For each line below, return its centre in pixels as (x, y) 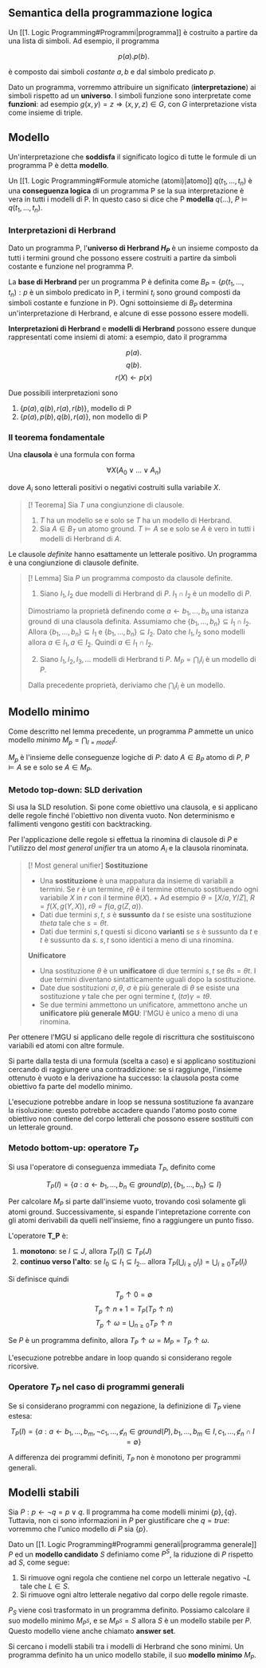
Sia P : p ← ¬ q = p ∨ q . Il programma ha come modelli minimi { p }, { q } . (123, 1512)
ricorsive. (24, 1366)
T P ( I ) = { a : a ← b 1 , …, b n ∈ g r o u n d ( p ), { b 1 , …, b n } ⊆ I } (134, 1185)
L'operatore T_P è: (38, 1236)
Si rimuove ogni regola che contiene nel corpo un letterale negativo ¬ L (135, 1578)
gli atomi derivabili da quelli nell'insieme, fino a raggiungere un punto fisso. (131, 1220)
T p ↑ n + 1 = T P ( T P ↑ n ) (134, 1310)
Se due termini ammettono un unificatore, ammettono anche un (144, 1005)
